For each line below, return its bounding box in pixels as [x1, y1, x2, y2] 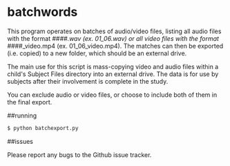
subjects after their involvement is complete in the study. [7, 77, 169, 85]
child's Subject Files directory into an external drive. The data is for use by [7, 70, 219, 78]
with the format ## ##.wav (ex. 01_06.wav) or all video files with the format [7, 34, 220, 42]
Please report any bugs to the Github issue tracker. [7, 150, 152, 159]
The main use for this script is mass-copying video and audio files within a [7, 62, 219, 71]
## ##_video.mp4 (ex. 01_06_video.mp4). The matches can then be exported [7, 41, 224, 50]
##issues [7, 137, 33, 145]
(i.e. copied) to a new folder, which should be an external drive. [7, 49, 187, 57]
